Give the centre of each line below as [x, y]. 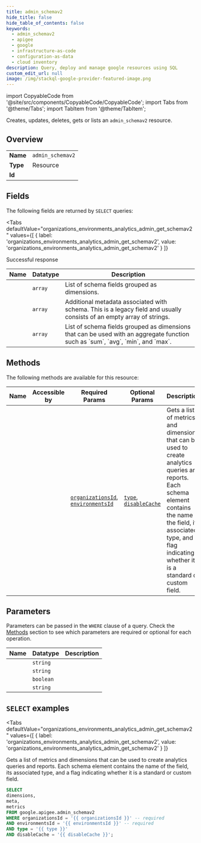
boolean [43, 679]
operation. [19, 639]
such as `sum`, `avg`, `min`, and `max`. [118, 341]
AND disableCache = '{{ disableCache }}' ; [60, 835]
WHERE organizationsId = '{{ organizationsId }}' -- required [85, 818]
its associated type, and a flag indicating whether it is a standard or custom [99, 773]
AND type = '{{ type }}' [37, 829]
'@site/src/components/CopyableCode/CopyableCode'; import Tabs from [97, 102]
